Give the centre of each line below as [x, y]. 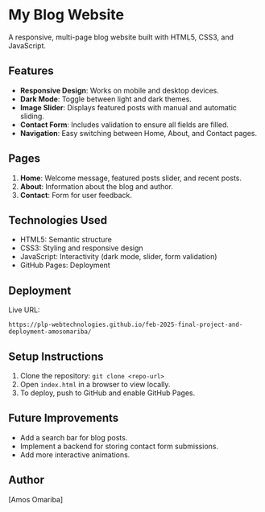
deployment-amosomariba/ [50, 332]
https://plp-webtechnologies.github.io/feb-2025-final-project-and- [126, 325]
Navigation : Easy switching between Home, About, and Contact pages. [139, 133]
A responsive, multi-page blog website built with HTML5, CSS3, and [121, 37]
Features [31, 71]
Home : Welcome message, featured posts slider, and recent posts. [131, 178]
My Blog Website [66, 15]
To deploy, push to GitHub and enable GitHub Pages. [108, 393]
